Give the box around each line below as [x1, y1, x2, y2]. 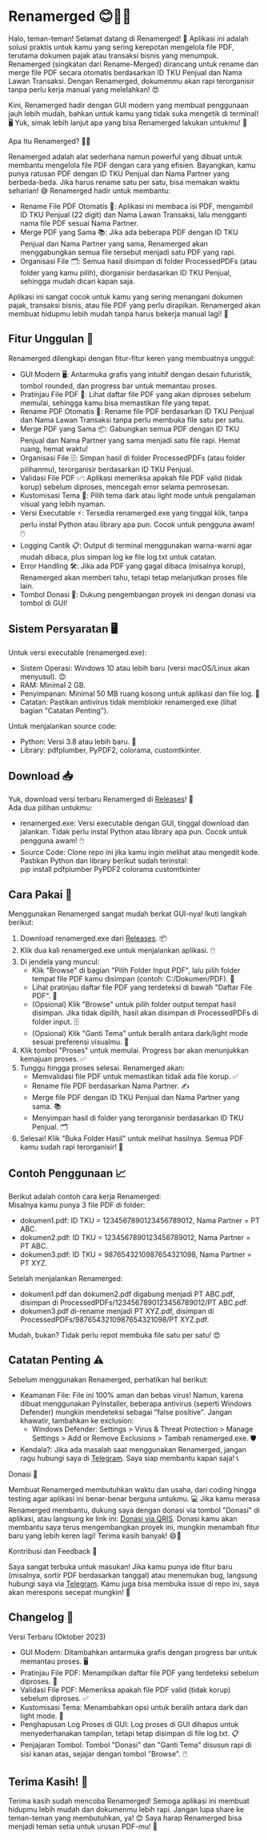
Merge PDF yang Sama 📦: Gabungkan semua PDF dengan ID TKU [19, 424, 240, 433]
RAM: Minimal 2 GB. [19, 680, 86, 689]
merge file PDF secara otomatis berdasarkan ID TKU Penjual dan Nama [8, 67, 242, 77]
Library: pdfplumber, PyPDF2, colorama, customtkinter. [19, 745, 202, 755]
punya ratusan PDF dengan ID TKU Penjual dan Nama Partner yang [8, 168, 230, 179]
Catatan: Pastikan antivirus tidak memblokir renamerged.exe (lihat [19, 697, 238, 707]
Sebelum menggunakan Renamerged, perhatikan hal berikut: [8, 1375, 209, 1384]
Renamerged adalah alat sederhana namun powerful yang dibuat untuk [8, 151, 242, 161]
